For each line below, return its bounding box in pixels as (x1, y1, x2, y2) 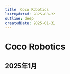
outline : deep (5, 16, 34, 21)
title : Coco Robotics (5, 7, 49, 12)
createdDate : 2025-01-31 (5, 20, 55, 26)
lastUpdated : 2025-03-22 (5, 12, 55, 16)
